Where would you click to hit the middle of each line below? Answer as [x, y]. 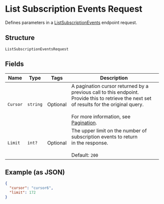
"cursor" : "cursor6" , [31, 188]
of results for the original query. [108, 104]
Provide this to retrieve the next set [112, 98]
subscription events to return [104, 137]
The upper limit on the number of [109, 130]
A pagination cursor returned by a [110, 86]
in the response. [90, 143]
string [35, 104]
